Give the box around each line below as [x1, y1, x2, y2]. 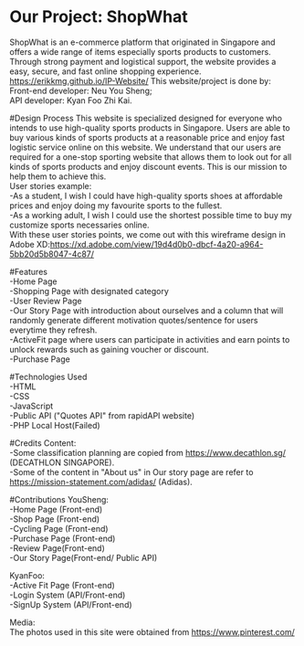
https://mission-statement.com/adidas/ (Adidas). [9, 476, 194, 487]
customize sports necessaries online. [9, 219, 150, 230]
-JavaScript [9, 400, 54, 411]
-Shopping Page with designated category [9, 285, 169, 296]
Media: [9, 617, 36, 628]
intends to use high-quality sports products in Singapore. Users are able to [9, 122, 290, 133]
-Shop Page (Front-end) [9, 514, 100, 524]
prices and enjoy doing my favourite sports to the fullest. [9, 199, 223, 211]
